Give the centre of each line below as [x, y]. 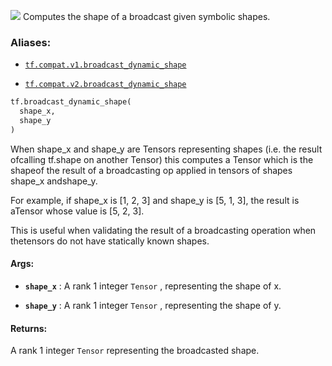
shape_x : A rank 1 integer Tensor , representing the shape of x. [153, 286]
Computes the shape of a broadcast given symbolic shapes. [146, 16]
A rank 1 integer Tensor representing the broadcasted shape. [135, 351]
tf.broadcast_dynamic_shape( [71, 102]
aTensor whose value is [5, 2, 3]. [77, 211]
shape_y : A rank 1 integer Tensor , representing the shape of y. [153, 305]
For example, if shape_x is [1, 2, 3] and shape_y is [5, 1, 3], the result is [155, 200]
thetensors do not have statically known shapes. [110, 241]
